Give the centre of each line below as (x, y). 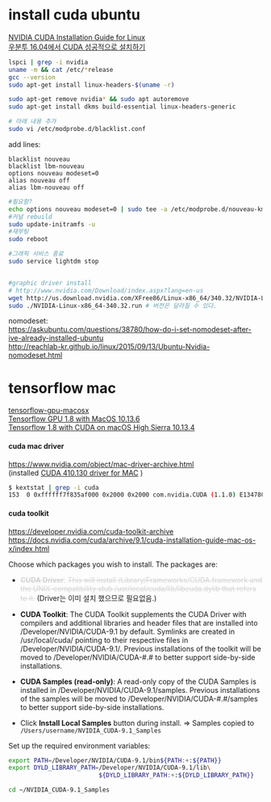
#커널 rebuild (30, 217)
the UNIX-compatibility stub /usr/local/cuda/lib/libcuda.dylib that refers (138, 589)
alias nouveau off (39, 180)
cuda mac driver (36, 445)
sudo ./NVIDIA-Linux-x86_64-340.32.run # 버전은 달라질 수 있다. (113, 306)
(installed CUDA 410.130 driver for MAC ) (76, 473)
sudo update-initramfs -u (52, 224)
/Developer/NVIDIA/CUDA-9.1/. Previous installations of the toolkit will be (141, 648)
